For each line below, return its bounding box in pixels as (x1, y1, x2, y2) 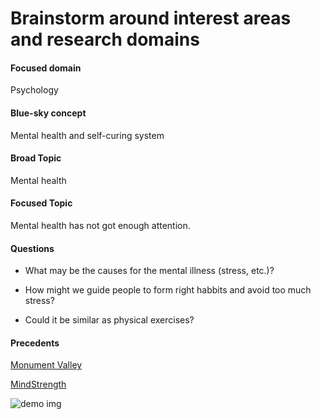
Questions (10, 242, 55, 254)
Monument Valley (10, 359, 83, 371)
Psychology (10, 84, 59, 96)
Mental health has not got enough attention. (10, 220, 191, 231)
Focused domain (10, 62, 82, 74)
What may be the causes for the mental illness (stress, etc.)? (24, 265, 275, 277)
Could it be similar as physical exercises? (24, 314, 195, 326)
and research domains (10, 28, 200, 51)
